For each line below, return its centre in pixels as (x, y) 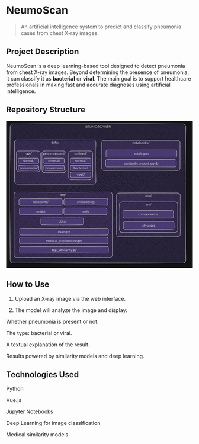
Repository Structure (46, 110)
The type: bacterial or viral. (39, 333)
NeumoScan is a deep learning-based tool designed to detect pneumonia (96, 66)
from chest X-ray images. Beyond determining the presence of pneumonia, (98, 72)
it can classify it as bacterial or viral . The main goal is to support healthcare (99, 78)
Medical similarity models (37, 435)
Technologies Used (42, 374)
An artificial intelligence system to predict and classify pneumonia (101, 27)
